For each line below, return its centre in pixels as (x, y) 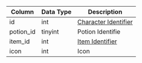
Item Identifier (97, 41)
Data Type (56, 12)
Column (23, 12)
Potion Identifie (99, 31)
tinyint (50, 31)
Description (105, 12)
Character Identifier (105, 22)
